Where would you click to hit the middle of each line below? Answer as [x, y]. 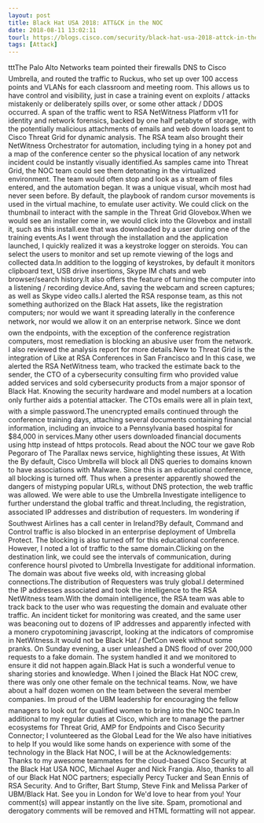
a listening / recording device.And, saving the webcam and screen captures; [132, 288]
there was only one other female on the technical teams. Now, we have [123, 682]
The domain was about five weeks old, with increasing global [107, 574]
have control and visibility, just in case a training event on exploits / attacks [129, 96]
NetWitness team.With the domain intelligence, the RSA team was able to [126, 599]
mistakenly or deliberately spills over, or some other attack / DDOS [116, 104]
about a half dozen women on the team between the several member [120, 691]
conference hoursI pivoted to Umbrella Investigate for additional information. [132, 565]
